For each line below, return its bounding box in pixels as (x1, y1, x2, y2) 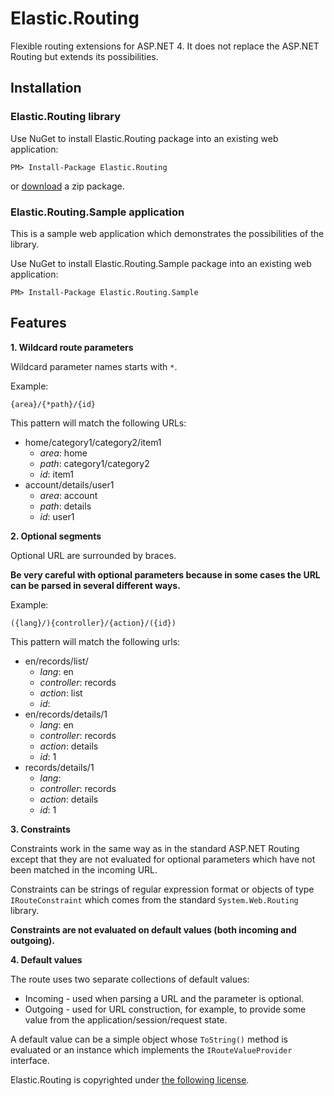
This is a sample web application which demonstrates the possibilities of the (10, 227, 325, 239)
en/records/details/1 (24, 708, 108, 720)
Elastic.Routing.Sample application (10, 205, 185, 219)
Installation (10, 80, 82, 97)
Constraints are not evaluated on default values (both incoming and (10, 923, 297, 936)
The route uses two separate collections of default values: (10, 973, 250, 985)
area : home (39, 447, 88, 459)
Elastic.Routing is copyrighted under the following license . (10, 1073, 250, 1086)
